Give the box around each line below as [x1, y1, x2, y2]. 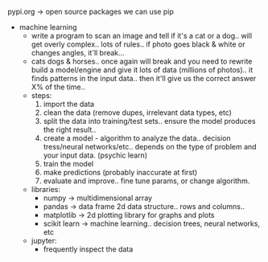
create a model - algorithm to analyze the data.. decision [43, 133, 231, 143]
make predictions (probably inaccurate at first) [43, 168, 198, 177]
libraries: [31, 185, 61, 194]
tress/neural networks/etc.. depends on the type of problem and [43, 142, 257, 151]
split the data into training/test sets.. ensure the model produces [43, 117, 256, 125]
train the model [43, 159, 94, 168]
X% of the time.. [31, 82, 85, 92]
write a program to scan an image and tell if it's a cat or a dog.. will [31, 31, 253, 40]
